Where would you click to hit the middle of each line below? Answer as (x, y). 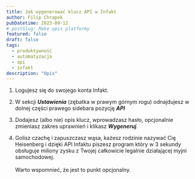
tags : (13, 46)
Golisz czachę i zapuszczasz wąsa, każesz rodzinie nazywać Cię (95, 138)
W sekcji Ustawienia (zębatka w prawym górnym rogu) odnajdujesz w (102, 102)
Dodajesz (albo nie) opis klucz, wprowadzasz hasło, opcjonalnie (94, 120)
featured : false (26, 34)
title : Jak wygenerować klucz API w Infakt (61, 12)
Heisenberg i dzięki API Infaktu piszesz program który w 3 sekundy (98, 144)
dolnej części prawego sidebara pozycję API (70, 108)
